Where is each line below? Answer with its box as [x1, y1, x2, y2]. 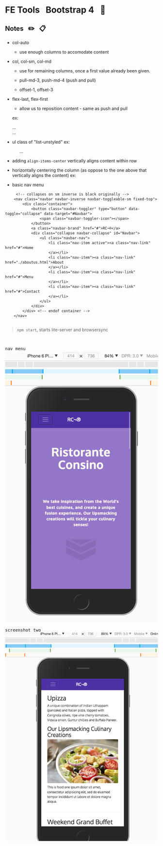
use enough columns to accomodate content [19, 49, 109, 55]
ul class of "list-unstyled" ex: [12, 139, 70, 145]
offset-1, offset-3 [19, 87, 53, 92]
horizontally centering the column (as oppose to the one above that [12, 167, 147, 173]
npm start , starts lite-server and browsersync [16, 327, 108, 333]
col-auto [12, 40, 29, 45]
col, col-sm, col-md [12, 58, 52, 64]
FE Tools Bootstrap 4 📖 [5, 4, 106, 16]
